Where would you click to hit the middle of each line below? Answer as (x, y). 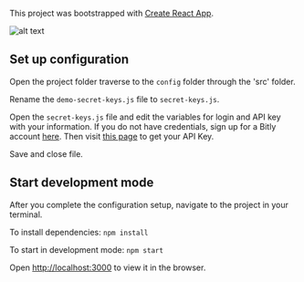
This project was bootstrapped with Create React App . (112, 13)
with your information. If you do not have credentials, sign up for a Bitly (143, 126)
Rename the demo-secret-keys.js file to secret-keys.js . (115, 99)
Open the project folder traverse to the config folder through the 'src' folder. (152, 81)
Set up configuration (69, 60)
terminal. (26, 214)
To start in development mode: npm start (87, 249)
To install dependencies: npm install (79, 232)
